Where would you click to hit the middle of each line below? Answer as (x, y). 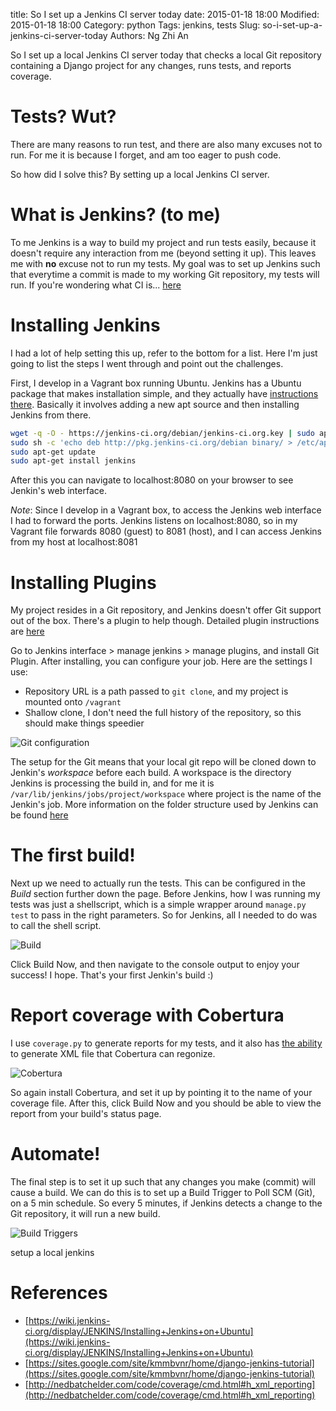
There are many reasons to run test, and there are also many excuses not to (166, 144)
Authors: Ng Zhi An (149, 35)
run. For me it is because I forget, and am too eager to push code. (146, 155)
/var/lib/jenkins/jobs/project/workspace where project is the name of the (166, 794)
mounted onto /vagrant (73, 702)
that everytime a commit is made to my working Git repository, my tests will (165, 274)
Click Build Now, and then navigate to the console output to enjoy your (155, 965)
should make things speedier (84, 723)
